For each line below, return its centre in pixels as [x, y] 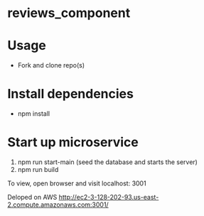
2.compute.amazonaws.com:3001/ [58, 205]
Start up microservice [73, 142]
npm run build [38, 169]
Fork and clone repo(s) [51, 65]
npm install [34, 114]
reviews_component [69, 13]
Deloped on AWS [32, 197]
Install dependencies [70, 94]
